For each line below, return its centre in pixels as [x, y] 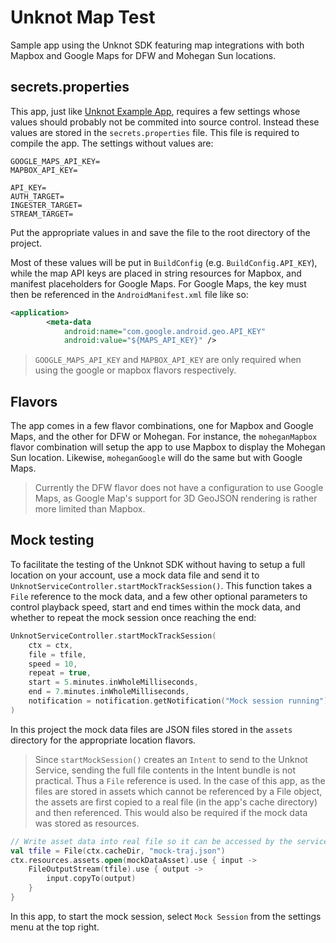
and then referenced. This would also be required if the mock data [171, 812]
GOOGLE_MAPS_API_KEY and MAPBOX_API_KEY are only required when [168, 360]
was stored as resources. [87, 823]
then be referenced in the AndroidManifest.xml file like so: [129, 294]
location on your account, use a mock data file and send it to [135, 575]
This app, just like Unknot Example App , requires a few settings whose [155, 111]
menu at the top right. [55, 927]
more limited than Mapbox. [90, 509]
